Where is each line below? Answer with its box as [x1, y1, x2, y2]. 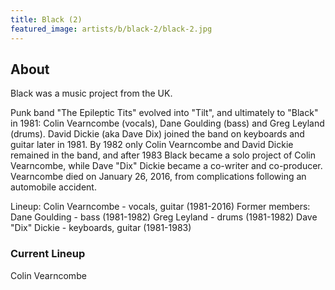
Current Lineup [10, 247, 86, 261]
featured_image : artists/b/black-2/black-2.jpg [10, 24, 213, 34]
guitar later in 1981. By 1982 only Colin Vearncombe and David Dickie [10, 139, 294, 151]
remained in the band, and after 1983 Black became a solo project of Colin [10, 149, 316, 161]
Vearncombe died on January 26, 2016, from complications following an [10, 171, 307, 183]
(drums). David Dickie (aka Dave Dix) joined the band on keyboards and [10, 128, 305, 140]
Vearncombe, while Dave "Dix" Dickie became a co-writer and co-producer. [10, 160, 323, 172]
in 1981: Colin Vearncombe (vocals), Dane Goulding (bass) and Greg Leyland [10, 117, 325, 130]
